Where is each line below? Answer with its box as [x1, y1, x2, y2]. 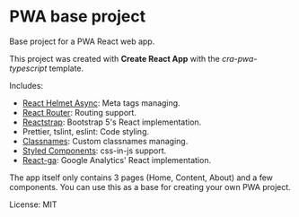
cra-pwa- [221, 53, 258, 64]
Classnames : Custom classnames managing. [22, 135, 189, 146]
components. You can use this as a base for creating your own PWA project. [9, 181, 292, 192]
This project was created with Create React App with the [9, 53, 220, 64]
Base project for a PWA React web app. [9, 36, 155, 47]
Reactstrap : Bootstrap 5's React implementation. [22, 117, 202, 127]
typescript [9, 63, 48, 74]
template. [48, 63, 84, 74]
